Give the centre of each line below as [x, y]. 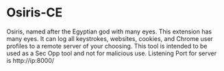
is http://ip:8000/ [30, 60]
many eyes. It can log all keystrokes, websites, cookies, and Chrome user [110, 38]
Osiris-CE [35, 13]
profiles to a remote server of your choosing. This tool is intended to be [107, 46]
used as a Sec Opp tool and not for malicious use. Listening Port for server [112, 53]
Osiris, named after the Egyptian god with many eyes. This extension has [109, 31]
